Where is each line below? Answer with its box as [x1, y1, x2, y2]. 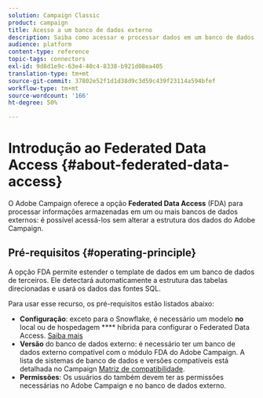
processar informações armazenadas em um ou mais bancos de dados [8, 207, 238, 216]
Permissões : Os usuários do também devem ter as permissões [19, 372, 224, 382]
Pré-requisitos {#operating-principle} [8, 246, 196, 259]
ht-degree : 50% [8, 99, 58, 107]
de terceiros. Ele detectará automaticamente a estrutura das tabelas [8, 275, 228, 284]
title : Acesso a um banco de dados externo [8, 26, 153, 34]
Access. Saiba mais [19, 331, 84, 340]
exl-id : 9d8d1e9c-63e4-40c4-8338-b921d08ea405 [8, 63, 163, 71]
